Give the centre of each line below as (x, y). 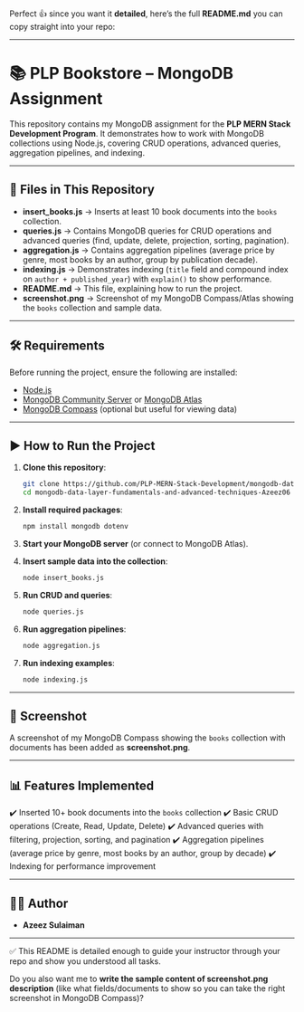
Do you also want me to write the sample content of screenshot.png (139, 979)
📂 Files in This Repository (82, 190)
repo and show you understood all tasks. (85, 961)
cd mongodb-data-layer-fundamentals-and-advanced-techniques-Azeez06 (157, 492)
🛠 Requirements (57, 346)
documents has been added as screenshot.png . (100, 748)
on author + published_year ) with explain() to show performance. (147, 279)
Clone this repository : (64, 468)
